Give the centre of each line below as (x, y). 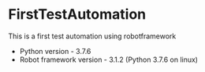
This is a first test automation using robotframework (92, 36)
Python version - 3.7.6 (55, 51)
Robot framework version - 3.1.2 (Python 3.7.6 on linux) (109, 59)
